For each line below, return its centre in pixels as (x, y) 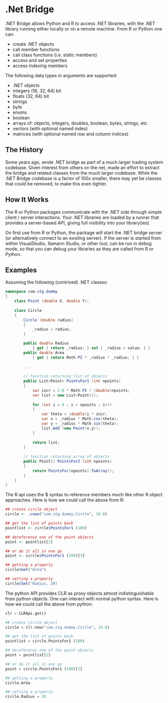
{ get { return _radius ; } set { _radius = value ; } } (91, 348)
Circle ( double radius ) (48, 320)
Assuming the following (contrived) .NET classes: (56, 282)
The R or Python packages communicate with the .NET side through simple (83, 212)
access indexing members (40, 66)
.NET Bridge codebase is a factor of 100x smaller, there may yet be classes (83, 178)
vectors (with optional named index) (50, 129)
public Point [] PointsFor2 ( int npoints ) (68, 461)
